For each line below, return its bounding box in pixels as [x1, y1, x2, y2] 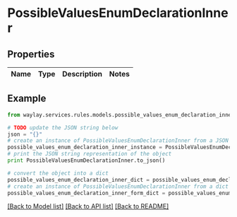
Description [62, 69, 102, 78]
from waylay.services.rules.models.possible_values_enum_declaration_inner [7, 111, 235, 118]
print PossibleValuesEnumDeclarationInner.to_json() [7, 157, 166, 164]
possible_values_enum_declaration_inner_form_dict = [7, 189, 166, 197]
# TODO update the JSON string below [7, 124, 119, 131]
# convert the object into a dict [7, 170, 109, 177]
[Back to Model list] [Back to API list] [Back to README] [7, 202, 169, 211]
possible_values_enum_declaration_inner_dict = [7, 176, 150, 183]
